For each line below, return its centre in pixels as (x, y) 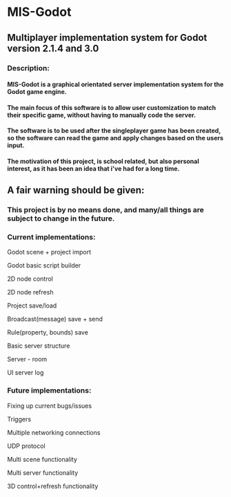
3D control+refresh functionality (53, 486)
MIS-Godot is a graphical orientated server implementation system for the (115, 84)
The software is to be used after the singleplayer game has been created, (114, 131)
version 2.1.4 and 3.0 (53, 48)
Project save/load (32, 306)
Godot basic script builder (44, 265)
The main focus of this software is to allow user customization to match (112, 107)
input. (16, 145)
